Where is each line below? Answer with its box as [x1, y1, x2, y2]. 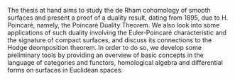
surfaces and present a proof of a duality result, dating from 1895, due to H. [7, 13, 229, 22]
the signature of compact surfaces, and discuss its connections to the [7, 36, 212, 44]
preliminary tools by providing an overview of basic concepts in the [7, 51, 204, 59]
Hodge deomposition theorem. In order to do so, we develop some [7, 44, 202, 51]
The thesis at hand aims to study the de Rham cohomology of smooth [7, 6, 211, 14]
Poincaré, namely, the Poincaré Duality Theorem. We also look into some [7, 21, 220, 29]
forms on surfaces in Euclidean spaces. [7, 66, 123, 74]
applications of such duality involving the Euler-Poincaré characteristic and [7, 28, 227, 37]
